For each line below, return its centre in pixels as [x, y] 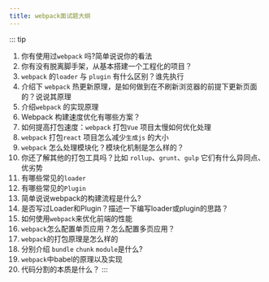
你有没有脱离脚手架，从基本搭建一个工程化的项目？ [106, 66]
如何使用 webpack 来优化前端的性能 [76, 218]
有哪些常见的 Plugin [53, 188]
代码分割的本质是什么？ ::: [64, 269]
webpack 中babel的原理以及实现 [72, 259]
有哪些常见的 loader [53, 178]
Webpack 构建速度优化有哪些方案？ [80, 117]
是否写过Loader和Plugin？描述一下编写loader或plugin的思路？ [125, 208]
